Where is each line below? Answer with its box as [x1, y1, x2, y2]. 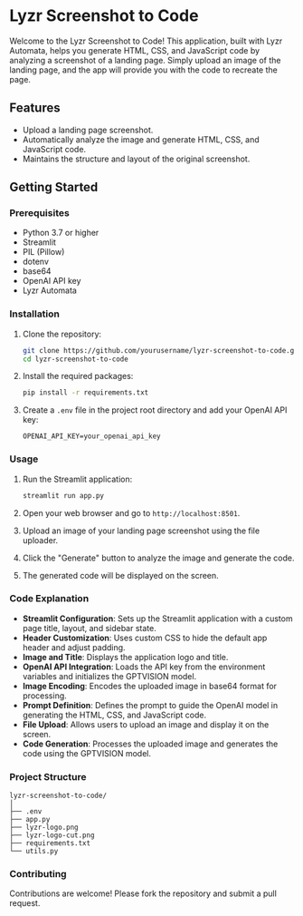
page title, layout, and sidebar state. [22, 622, 156, 633]
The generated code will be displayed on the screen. [22, 570, 219, 580]
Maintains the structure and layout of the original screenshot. [22, 153, 251, 164]
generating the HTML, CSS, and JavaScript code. [22, 709, 206, 720]
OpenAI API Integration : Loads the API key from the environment [22, 661, 266, 672]
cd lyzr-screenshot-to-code [22, 355, 128, 364]
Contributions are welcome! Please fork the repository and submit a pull [9, 888, 278, 899]
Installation [9, 307, 61, 320]
